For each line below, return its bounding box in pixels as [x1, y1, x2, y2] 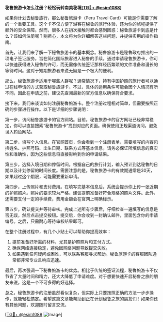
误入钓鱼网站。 [5, 129, 35, 135]
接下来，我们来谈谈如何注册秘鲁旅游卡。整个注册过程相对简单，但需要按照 [5, 100, 154, 106]
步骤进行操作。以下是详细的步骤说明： [13, 107, 90, 112]
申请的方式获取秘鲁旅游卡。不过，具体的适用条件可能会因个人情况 [17, 84, 149, 90]
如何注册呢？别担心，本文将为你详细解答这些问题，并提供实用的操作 [17, 33, 154, 39]
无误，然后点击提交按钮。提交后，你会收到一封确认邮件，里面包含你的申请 [9, 213, 158, 218]
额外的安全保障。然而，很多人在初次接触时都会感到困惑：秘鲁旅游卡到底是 [5, 27, 154, 33]
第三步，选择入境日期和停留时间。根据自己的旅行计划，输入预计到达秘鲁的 [5, 162, 154, 167]
